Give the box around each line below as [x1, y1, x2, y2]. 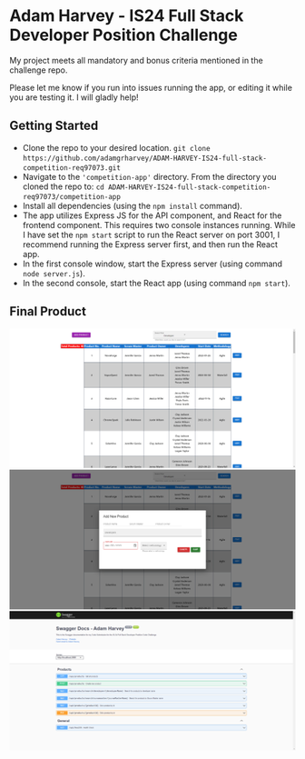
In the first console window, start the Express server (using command [22, 258, 283, 269]
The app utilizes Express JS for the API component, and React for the [22, 210, 282, 221]
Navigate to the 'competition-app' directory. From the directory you [22, 171, 277, 182]
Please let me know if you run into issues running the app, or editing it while [9, 82, 293, 93]
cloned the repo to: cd [22, 181, 104, 192]
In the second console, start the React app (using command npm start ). [22, 277, 290, 288]
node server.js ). [22, 267, 86, 278]
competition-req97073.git [22, 163, 121, 173]
